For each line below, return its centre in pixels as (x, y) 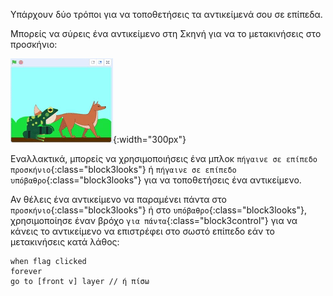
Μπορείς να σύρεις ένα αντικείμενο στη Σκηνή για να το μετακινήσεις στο (166, 33)
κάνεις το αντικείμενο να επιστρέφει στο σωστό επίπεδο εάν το (142, 231)
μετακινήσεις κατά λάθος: (65, 242)
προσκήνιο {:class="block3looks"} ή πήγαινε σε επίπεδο (123, 169)
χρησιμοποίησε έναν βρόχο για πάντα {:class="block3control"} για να (154, 220)
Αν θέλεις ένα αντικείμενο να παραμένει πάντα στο (119, 199)
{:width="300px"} (150, 139)
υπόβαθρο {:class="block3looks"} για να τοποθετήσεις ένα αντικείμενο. (156, 180)
